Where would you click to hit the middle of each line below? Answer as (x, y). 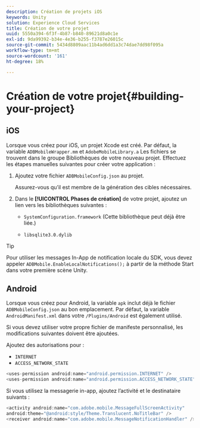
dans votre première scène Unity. (47, 270)
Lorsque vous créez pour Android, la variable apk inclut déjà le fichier (91, 303)
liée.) (30, 223)
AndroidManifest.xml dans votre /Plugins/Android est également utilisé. (94, 315)
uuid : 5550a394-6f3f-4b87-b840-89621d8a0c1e (62, 34)
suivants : (18, 397)
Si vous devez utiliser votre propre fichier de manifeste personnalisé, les (95, 327)
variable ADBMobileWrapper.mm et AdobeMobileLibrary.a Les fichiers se (91, 151)
